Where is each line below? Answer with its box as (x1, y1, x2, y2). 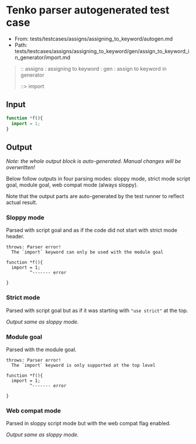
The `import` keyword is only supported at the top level (11, 363, 156, 369)
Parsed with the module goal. (6, 346, 77, 353)
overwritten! (6, 164, 35, 171)
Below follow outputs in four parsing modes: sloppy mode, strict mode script (6, 175, 191, 182)
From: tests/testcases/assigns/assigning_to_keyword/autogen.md (14, 35, 173, 42)
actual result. (6, 199, 37, 206)
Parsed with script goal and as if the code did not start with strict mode (6, 227, 177, 234)
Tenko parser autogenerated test (6, 4, 170, 17)
